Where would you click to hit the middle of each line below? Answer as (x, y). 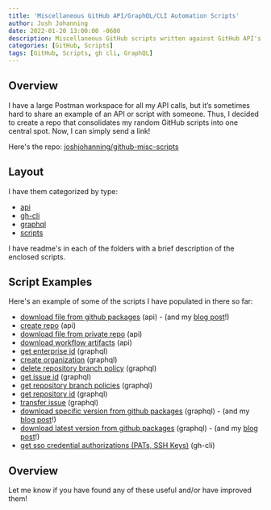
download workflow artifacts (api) (76, 342)
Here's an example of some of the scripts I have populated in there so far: (131, 301)
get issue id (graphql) (56, 377)
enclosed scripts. (37, 257)
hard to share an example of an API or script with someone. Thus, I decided (134, 114)
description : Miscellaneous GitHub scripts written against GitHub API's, (137, 38)
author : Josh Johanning (48, 23)
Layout (26, 172)
